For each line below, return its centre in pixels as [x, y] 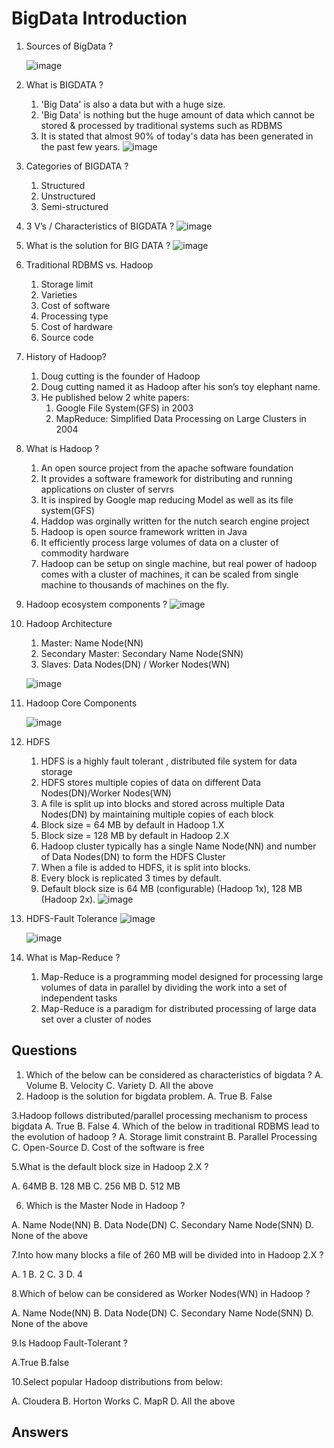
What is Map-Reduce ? [73, 957]
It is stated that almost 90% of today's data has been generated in [177, 136]
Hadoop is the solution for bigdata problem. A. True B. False [149, 1096]
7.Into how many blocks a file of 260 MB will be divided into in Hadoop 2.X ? [167, 1254]
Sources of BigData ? [69, 46]
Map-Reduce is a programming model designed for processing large [182, 976]
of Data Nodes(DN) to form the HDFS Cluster [133, 856]
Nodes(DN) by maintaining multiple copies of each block [157, 814]
